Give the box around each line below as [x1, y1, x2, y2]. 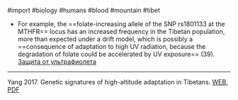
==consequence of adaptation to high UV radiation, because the [17, 43, 206, 50]
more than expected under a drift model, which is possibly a [17, 35, 193, 43]
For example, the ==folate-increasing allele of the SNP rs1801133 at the [17, 20, 225, 28]
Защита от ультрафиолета [17, 57, 97, 66]
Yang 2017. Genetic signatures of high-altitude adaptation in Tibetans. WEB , [7, 78, 228, 86]
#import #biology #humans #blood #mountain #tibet [7, 6, 161, 14]
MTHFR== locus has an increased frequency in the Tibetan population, [17, 28, 225, 35]
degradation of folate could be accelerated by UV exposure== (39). [17, 50, 215, 58]
